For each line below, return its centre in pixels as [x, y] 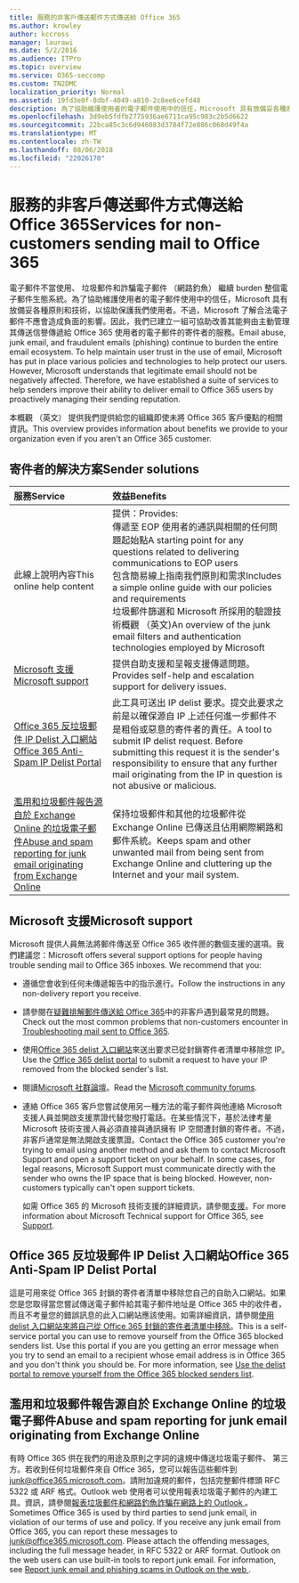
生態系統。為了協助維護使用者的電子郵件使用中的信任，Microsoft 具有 [160, 299]
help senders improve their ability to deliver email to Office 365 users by [141, 390]
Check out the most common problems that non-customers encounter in [155, 1022]
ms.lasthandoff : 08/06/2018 [61, 150]
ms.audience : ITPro [45, 59]
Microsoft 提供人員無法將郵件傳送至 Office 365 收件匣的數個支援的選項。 [143, 944]
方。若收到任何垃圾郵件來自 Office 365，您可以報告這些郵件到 [123, 1469]
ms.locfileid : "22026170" [57, 158]
